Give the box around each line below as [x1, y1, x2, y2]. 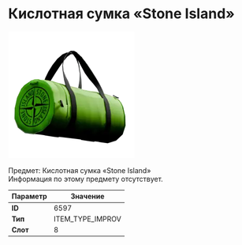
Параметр [11, 191, 47, 202]
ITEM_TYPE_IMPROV [54, 214, 122, 224]
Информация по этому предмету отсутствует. [8, 174, 163, 183]
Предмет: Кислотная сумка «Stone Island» [8, 165, 151, 175]
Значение [70, 191, 105, 202]
